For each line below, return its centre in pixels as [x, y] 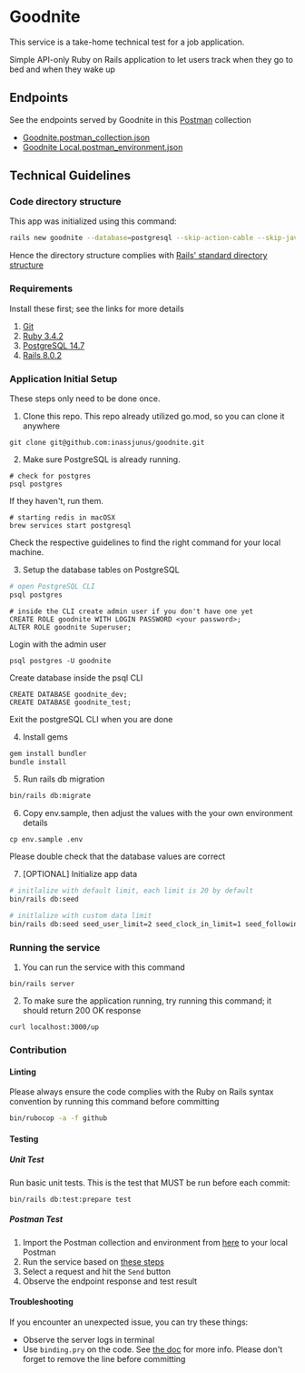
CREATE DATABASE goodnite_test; [70, 702]
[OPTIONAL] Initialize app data [80, 874]
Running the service [55, 947]
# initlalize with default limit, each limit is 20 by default [132, 891]
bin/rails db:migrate [50, 796]
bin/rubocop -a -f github [58, 1118]
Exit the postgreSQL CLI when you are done [91, 719]
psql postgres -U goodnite [60, 661]
